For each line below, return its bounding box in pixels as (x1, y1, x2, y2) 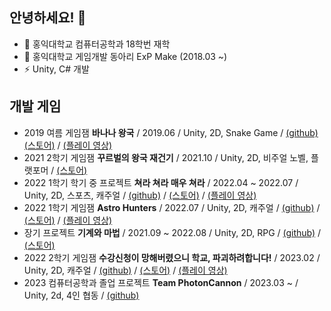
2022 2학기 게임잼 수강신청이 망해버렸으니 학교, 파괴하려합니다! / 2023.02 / (23, 251, 321, 263)
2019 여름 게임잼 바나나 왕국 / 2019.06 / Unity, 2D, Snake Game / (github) (23, 126, 319, 138)
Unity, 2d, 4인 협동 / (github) (23, 289, 140, 301)
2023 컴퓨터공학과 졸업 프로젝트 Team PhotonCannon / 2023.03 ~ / (23, 276, 299, 288)
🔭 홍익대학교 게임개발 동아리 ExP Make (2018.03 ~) (23, 50, 228, 62)
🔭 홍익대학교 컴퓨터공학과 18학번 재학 (23, 38, 171, 50)
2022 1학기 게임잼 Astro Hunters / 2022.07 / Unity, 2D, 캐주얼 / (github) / (23, 201, 321, 213)
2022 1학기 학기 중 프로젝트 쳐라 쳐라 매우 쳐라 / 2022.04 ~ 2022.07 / (23, 176, 299, 188)
